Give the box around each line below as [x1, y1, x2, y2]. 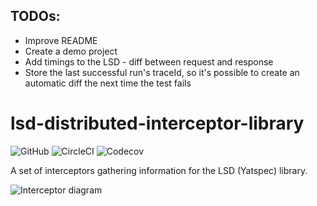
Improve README [24, 34, 98, 46]
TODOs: [10, 8, 61, 25]
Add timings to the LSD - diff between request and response [24, 55, 274, 68]
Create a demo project [24, 45, 118, 57]
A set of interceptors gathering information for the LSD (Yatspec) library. [10, 164, 308, 176]
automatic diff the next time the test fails [24, 77, 192, 89]
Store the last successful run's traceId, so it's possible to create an [24, 66, 300, 78]
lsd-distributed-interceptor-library [10, 112, 305, 134]
